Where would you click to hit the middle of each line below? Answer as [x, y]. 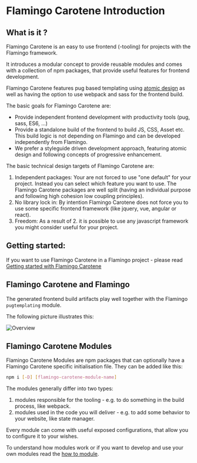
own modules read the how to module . [53, 454]
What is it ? [27, 33]
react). [23, 215]
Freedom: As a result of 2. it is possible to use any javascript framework [101, 221]
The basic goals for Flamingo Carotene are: [59, 106]
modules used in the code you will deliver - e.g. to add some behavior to [102, 412]
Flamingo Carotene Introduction [86, 11]
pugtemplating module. [34, 305]
